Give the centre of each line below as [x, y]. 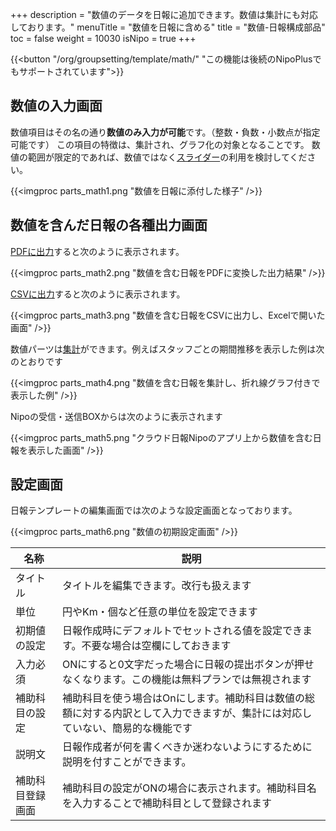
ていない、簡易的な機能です [127, 728]
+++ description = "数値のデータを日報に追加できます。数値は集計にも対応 [164, 14]
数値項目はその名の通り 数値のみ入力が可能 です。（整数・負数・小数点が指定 [165, 132]
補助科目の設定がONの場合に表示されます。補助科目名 [189, 788]
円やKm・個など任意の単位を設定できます [159, 612]
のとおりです [36, 361]
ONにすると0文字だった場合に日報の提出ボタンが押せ [188, 665]
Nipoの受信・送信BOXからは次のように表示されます [116, 416]
